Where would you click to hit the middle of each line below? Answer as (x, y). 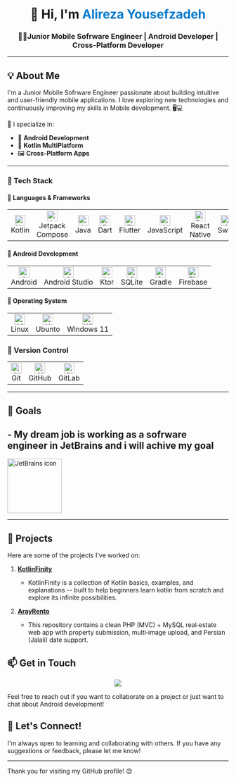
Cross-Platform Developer (118, 45)
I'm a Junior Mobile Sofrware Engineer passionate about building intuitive (113, 93)
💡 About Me (34, 76)
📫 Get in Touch (42, 663)
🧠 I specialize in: (31, 124)
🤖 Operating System (37, 301)
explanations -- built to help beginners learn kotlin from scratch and (126, 590)
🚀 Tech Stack (30, 181)
